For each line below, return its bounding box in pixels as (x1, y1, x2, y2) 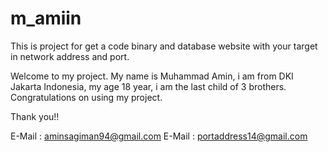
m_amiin (10, 7, 82, 30)
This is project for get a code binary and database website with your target (10, 40, 318, 52)
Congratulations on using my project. (10, 91, 163, 103)
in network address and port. (10, 50, 130, 62)
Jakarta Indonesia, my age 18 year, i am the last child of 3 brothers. (10, 80, 287, 92)
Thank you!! (10, 110, 60, 122)
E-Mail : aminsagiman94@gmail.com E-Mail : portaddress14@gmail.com (10, 130, 308, 142)
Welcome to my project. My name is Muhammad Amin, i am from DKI (10, 70, 294, 82)
